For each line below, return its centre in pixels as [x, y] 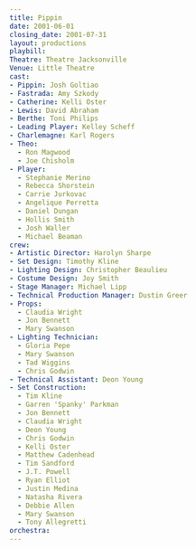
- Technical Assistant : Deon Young [76, 379]
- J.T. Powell [44, 472]
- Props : [26, 304]
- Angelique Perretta [58, 203]
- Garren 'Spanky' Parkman [68, 405]
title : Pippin [36, 18]
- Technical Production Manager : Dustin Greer [98, 295]
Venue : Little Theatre [52, 69]
